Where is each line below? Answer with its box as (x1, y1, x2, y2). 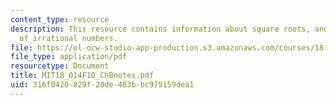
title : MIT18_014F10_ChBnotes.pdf (10, 71, 155, 81)
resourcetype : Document (10, 61, 110, 71)
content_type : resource (10, 14, 110, 25)
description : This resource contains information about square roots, (10, 24, 311, 34)
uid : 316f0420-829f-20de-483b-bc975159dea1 (10, 80, 195, 90)
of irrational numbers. (19, 33, 118, 43)
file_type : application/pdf (10, 52, 128, 62)
